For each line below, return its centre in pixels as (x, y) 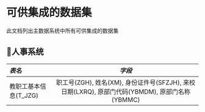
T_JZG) (28, 95)
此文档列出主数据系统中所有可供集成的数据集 (63, 31)
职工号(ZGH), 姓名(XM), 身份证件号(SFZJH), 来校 (126, 82)
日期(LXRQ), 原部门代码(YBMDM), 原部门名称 (126, 91)
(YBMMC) (126, 100)
